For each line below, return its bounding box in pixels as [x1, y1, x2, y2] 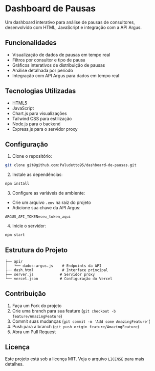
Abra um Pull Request [12, 329, 56, 335]
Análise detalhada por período [12, 67, 73, 73]
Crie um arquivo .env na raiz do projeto [12, 200, 91, 205]
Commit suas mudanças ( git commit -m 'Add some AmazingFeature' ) [12, 318, 151, 324]
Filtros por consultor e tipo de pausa [12, 57, 86, 63]
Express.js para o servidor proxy [12, 126, 78, 132]
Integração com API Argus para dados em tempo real [12, 72, 120, 79]
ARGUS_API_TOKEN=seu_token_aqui [5, 214, 71, 219]
